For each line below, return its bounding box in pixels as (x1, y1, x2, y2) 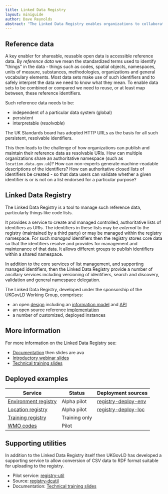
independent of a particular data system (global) (12, 109, 112, 115)
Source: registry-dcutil (12, 478, 59, 484)
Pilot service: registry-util (12, 473, 64, 479)
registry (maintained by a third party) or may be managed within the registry (5, 230, 161, 236)
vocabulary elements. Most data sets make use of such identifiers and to (5, 74, 155, 80)
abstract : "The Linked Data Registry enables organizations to (5, 21, 140, 26)
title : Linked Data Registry (5, 7, 66, 12)
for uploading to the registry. (5, 463, 64, 469)
